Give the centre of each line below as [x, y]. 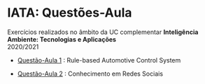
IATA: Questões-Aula [70, 13]
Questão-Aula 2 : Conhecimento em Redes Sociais [90, 74]
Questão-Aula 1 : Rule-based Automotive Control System [99, 60]
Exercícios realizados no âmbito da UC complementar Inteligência [103, 32]
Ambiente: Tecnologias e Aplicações [62, 39]
